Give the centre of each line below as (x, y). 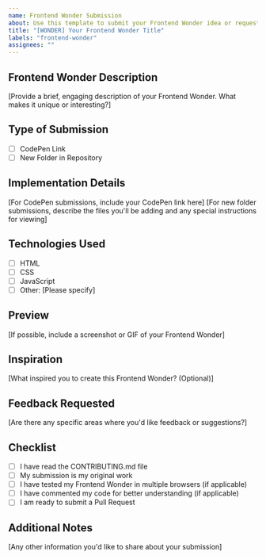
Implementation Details (67, 183)
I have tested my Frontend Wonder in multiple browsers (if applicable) (133, 484)
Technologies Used (57, 244)
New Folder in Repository (61, 157)
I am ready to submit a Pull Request (78, 502)
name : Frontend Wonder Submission (65, 15)
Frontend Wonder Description (83, 77)
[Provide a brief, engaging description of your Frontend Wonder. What (122, 96)
